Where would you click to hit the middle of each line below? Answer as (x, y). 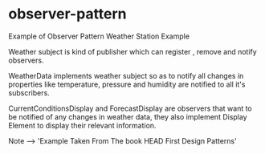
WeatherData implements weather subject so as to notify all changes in (126, 75)
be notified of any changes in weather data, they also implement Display (128, 116)
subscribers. (29, 92)
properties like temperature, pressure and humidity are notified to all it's (127, 84)
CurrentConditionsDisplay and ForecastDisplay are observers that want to (130, 108)
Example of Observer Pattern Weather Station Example (99, 36)
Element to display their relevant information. (82, 125)
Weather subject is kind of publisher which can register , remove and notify (132, 51)
